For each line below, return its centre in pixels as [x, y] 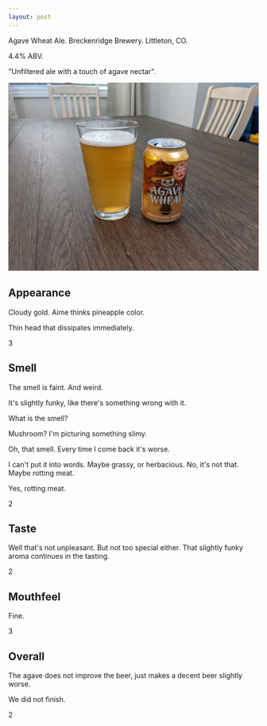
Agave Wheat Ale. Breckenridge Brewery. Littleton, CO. [98, 41]
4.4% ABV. [26, 56]
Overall [27, 656]
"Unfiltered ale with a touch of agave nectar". [82, 71]
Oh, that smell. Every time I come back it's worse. [89, 449]
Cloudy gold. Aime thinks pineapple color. [77, 312]
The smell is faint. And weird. [56, 387]
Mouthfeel [35, 597]
